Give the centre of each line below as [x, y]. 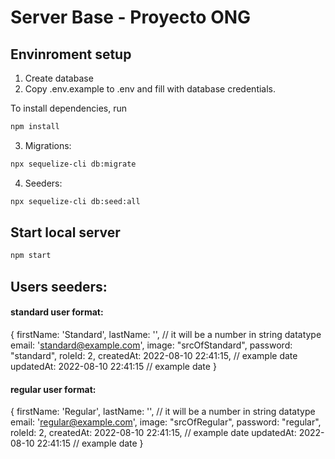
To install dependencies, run [69, 108]
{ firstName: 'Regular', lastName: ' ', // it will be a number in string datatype [163, 412]
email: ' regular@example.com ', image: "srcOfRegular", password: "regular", [166, 422]
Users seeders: [59, 286]
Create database [59, 78]
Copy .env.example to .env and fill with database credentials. [150, 89]
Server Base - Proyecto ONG [131, 17]
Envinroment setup [71, 54]
